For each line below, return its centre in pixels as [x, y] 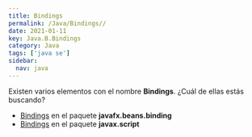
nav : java [32, 68]
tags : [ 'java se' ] [39, 53]
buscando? [27, 100]
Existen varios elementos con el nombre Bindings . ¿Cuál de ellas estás [126, 91]
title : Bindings [36, 16]
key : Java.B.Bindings [45, 38]
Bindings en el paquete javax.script [80, 124]
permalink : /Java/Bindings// [57, 23]
